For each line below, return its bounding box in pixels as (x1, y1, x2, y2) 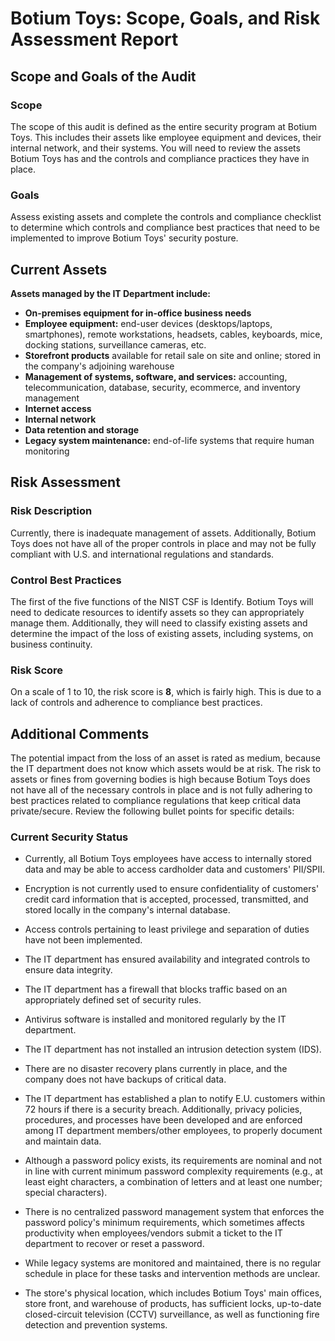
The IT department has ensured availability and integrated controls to (24, 953, 311, 966)
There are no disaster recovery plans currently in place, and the (24, 1063, 288, 1075)
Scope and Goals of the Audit (10, 68, 197, 85)
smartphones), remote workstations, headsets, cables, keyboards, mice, (24, 328, 323, 340)
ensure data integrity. (24, 964, 113, 976)
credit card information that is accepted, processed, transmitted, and (24, 893, 309, 906)
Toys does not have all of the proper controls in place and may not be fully (10, 537, 317, 549)
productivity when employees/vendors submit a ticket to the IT (24, 1227, 283, 1239)
